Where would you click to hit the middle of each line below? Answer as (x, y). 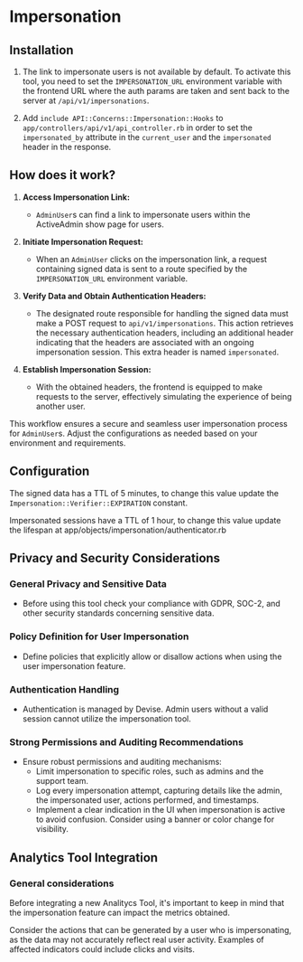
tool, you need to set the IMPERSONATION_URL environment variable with (152, 81)
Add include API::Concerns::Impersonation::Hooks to (123, 118)
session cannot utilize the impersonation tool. (106, 718)
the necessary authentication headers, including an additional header (165, 333)
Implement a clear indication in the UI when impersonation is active (161, 810)
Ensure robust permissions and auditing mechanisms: (122, 762)
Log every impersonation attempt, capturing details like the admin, (159, 791)
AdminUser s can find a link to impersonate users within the (143, 214)
